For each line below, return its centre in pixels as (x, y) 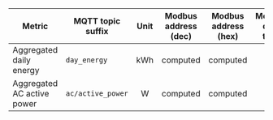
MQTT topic (97, 21)
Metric (35, 26)
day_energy (87, 60)
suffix (97, 31)
